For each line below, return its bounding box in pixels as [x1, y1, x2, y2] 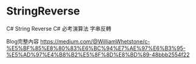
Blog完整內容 [6, 37, 39, 45]
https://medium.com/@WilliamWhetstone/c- [40, 37, 150, 45]
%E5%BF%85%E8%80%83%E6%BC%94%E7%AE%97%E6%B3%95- [6, 44, 186, 52]
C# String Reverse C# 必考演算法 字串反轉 [6, 25, 112, 32]
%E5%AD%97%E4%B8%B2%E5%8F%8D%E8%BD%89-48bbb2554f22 [6, 51, 190, 58]
